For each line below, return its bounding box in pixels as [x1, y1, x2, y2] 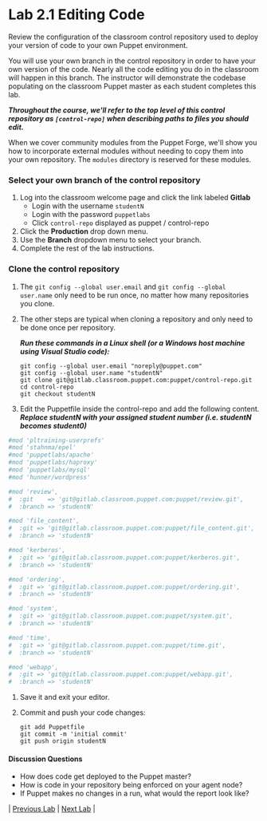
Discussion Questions [8, 754, 83, 764]
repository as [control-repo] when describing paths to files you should [8, 113, 249, 123]
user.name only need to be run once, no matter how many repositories [19, 290, 249, 300]
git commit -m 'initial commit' [19, 730, 128, 739]
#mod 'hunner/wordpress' [8, 473, 91, 481]
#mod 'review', [8, 487, 59, 495]
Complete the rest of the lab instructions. [19, 243, 155, 253]
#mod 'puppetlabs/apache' [8, 451, 94, 460]
